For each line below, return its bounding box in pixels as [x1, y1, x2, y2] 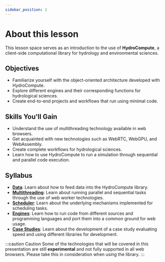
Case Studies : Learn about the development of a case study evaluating [12, 226, 158, 232]
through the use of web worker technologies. [12, 195, 104, 200]
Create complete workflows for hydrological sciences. [12, 146, 122, 153]
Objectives [5, 64, 39, 72]
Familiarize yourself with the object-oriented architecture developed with [12, 77, 160, 83]
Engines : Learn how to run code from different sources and [12, 210, 133, 216]
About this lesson [5, 28, 79, 39]
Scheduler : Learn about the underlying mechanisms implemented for [12, 200, 153, 206]
